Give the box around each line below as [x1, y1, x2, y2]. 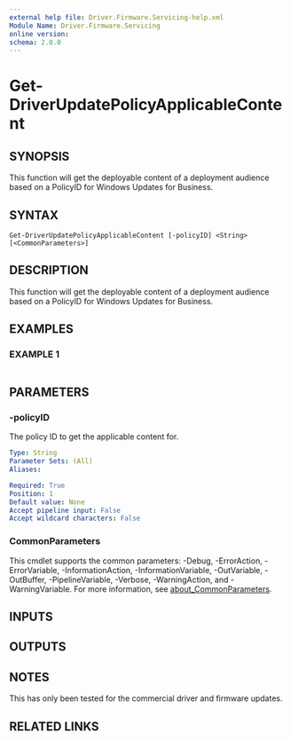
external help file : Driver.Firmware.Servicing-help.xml [9, 12, 224, 22]
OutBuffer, [9, 574, 47, 585]
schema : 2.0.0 [9, 37, 62, 47]
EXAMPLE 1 [9, 348, 60, 360]
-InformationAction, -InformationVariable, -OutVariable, [61, 564, 263, 575]
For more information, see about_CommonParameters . [74, 583, 272, 594]
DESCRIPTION [9, 263, 89, 278]
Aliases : [9, 465, 42, 474]
